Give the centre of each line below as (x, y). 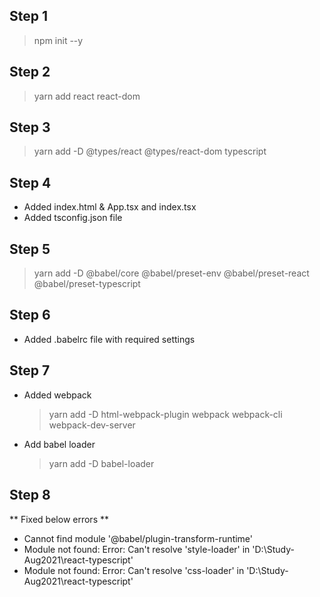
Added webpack (57, 395)
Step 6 (30, 315)
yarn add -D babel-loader (101, 463)
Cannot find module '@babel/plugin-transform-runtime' (138, 538)
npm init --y (58, 40)
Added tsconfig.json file (73, 218)
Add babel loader (59, 444)
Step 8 (30, 495)
